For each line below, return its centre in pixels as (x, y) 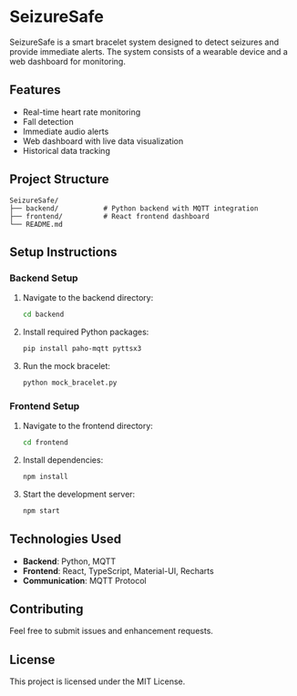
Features (35, 90)
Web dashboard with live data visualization (103, 141)
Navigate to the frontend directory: (87, 426)
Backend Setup (44, 278)
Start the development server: (79, 494)
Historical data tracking (67, 150)
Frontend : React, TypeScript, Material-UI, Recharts (118, 570)
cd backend (43, 315)
